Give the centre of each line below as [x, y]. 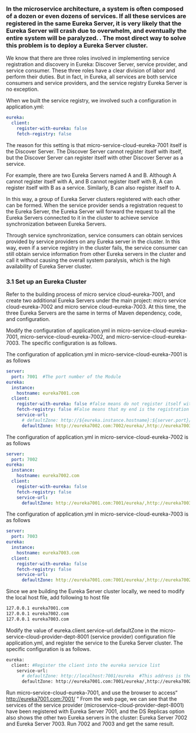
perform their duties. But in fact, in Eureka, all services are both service [92, 77]
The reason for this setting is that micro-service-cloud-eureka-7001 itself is [97, 145]
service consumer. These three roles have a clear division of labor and [91, 71]
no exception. [22, 89]
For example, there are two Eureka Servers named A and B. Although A [91, 175]
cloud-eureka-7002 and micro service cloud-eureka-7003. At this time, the [96, 307]
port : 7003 [24, 537]
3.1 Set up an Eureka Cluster [46, 281]
